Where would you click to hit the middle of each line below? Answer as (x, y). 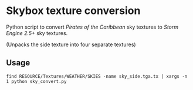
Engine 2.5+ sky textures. (37, 33)
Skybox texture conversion (73, 11)
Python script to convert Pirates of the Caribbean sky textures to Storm (92, 27)
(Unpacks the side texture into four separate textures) (71, 44)
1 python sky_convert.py (36, 81)
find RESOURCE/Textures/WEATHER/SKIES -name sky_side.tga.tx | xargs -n (97, 76)
